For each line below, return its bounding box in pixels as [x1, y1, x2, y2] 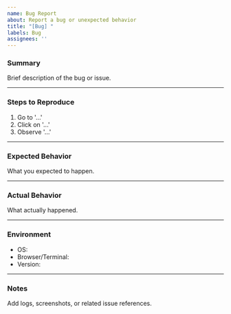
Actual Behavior [7, 190, 62, 200]
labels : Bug [7, 29, 41, 36]
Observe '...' [16, 128, 52, 136]
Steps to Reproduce [7, 98, 75, 107]
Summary [7, 58, 41, 68]
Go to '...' [16, 113, 43, 121]
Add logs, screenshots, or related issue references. [7, 299, 153, 307]
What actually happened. [7, 206, 78, 214]
